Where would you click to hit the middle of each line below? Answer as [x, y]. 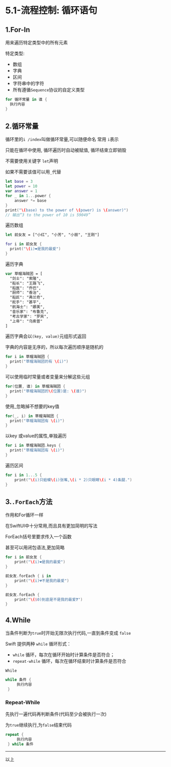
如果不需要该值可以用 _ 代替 [33, 172]
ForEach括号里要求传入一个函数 [39, 537]
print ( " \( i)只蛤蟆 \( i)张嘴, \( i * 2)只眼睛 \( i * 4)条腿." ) [73, 480]
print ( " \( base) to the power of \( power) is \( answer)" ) [67, 210]
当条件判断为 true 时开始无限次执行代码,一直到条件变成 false [68, 633]
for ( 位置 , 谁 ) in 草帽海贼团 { [35, 387]
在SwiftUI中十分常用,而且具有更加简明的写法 [51, 526]
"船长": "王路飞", [27, 283]
